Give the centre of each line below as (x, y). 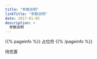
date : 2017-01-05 (22, 18)
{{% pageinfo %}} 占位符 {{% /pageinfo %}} (49, 42)
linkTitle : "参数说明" (26, 14)
